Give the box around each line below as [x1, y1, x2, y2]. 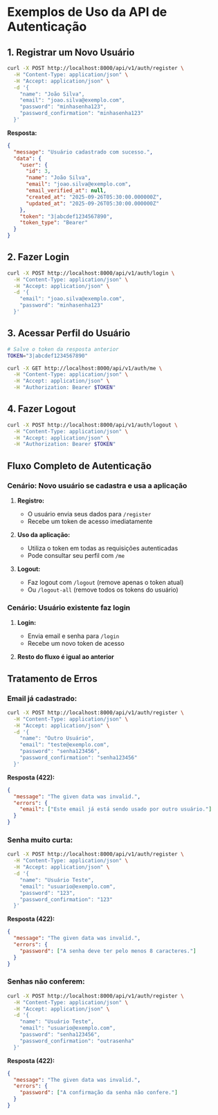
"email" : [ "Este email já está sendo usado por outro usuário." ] [19, 806, 212, 813]
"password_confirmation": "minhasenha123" [19, 110, 144, 117]
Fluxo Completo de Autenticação [7, 460, 152, 471]
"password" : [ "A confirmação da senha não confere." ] [19, 1089, 178, 1096]
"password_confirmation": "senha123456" [19, 754, 138, 761]
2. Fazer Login [7, 251, 70, 263]
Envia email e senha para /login [27, 632, 120, 640]
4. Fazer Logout [7, 403, 76, 415]
